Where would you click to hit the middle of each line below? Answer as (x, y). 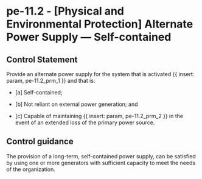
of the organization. (31, 169)
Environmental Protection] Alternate (100, 24)
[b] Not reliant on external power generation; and (76, 104)
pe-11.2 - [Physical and (65, 11)
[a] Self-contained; (39, 92)
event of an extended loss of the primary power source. (85, 122)
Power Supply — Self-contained (89, 37)
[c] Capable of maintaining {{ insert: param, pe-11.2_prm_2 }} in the (99, 116)
